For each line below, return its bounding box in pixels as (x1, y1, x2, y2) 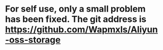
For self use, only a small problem (5, 3, 146, 15)
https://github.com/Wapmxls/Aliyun (5, 24, 158, 35)
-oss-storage (5, 34, 61, 46)
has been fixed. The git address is (5, 14, 147, 25)
